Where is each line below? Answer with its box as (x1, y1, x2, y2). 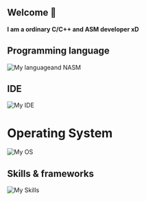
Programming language (7, 45, 110, 57)
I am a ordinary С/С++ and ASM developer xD (7, 25, 139, 33)
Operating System (7, 125, 113, 141)
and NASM (50, 63, 82, 71)
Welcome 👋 (7, 7, 57, 19)
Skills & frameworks (7, 167, 95, 179)
